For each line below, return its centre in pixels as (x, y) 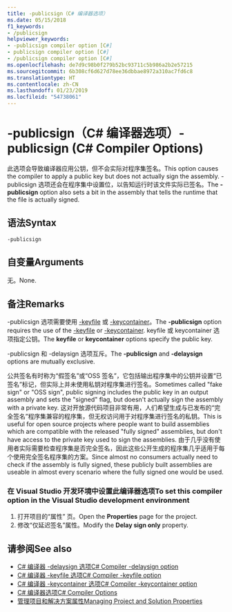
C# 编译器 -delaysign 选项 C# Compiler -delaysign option (98, 566)
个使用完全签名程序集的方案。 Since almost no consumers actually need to (113, 457)
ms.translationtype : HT (41, 78)
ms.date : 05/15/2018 (37, 20)
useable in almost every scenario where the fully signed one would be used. (116, 472)
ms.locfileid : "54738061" (44, 97)
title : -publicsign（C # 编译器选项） (58, 13)
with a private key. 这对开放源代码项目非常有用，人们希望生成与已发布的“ (111, 408)
